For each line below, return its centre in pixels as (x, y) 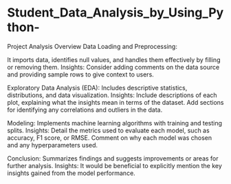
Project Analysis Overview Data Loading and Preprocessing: (92, 46)
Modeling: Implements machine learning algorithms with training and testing (114, 123)
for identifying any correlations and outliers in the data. (85, 110)
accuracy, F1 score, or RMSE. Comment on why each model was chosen (109, 137)
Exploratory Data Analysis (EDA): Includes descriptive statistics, (97, 88)
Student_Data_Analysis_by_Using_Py (115, 13)
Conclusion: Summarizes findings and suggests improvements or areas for (113, 158)
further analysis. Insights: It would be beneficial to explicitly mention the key (114, 165)
